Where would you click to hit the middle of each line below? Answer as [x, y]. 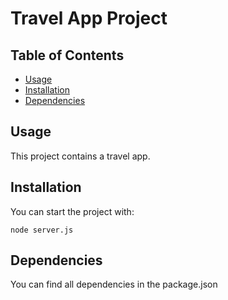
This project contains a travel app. [80, 156]
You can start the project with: [72, 211]
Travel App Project [89, 18]
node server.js [42, 230]
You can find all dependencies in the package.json [114, 284]
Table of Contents [67, 55]
